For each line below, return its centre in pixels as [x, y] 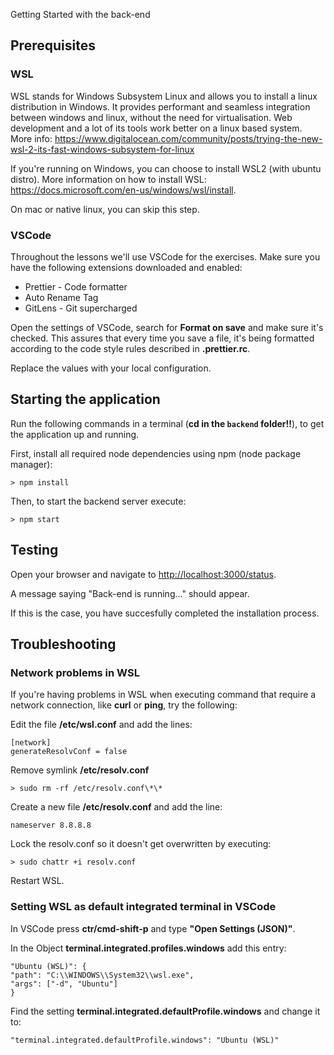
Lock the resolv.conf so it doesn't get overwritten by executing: [141, 844]
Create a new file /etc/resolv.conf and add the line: [116, 807]
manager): [31, 464]
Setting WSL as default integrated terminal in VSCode [143, 907]
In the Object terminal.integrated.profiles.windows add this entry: [148, 948]
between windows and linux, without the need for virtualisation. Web [151, 117]
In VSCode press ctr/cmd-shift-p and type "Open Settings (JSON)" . [153, 928]
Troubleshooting [63, 644]
